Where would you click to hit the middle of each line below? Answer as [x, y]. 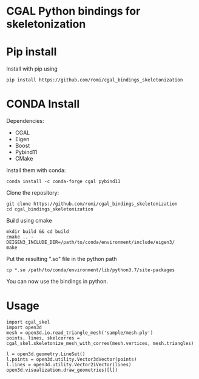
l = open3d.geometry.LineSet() [46, 354]
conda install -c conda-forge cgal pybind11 [63, 182]
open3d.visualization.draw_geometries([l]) [62, 370]
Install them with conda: [36, 170]
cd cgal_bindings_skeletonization [50, 209]
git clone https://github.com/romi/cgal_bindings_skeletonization [92, 204]
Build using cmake [29, 221]
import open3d [24, 327]
